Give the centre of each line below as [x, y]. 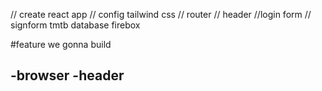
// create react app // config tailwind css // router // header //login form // [161, 14]
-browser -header [67, 75]
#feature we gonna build [61, 44]
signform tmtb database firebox [75, 25]
